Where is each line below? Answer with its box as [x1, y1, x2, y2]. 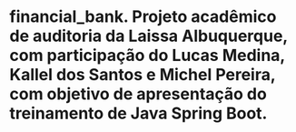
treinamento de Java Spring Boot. [9, 103, 268, 124]
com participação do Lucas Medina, [9, 46, 286, 66]
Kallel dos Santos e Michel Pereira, [9, 65, 276, 86]
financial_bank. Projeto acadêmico [9, 6, 277, 27]
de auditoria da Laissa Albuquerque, [9, 25, 288, 46]
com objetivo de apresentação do [9, 84, 268, 105]
